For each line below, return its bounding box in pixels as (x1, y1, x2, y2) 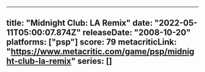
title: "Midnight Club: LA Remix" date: (6, 18, 153, 28)
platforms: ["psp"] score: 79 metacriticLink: (6, 37, 177, 48)
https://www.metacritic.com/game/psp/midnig (10, 46, 195, 57)
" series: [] (71, 56, 112, 67)
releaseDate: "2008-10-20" (82, 27, 191, 38)
